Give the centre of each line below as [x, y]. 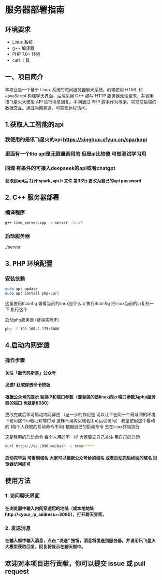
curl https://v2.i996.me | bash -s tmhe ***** [50, 446]
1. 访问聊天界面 [22, 496]
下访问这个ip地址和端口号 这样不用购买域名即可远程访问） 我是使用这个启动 [80, 421]
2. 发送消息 [18, 528]
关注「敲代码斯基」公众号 [30, 373]
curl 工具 [21, 60]
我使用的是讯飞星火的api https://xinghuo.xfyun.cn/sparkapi [76, 140]
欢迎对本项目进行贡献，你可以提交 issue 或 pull [75, 563]
